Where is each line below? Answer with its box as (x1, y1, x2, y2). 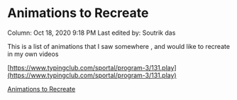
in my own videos (7, 50, 59, 58)
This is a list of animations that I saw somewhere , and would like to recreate (7, 42, 231, 50)
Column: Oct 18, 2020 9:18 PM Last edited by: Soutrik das (7, 28, 176, 37)
